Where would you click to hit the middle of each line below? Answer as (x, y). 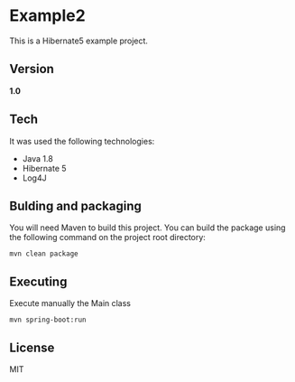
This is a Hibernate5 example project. (79, 41)
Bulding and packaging (76, 205)
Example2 (47, 16)
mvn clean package (44, 254)
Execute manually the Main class (70, 303)
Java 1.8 (38, 158)
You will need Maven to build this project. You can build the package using (147, 228)
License (32, 347)
